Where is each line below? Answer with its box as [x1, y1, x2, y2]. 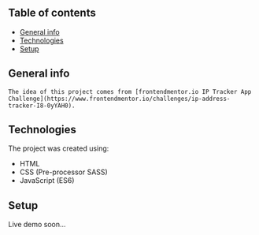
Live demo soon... [8, 220, 66, 229]
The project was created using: [8, 144, 109, 153]
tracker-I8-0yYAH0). [8, 102, 76, 110]
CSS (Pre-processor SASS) [19, 167, 108, 177]
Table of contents [8, 6, 96, 20]
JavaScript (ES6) [19, 176, 75, 185]
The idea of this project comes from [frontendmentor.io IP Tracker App [8, 88, 252, 95]
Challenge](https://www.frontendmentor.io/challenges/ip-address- [8, 95, 231, 103]
